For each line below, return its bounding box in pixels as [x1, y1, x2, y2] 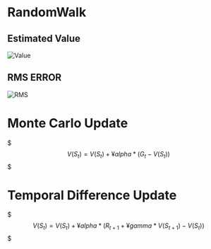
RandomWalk [7, 4, 87, 21]
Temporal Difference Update [7, 187, 177, 203]
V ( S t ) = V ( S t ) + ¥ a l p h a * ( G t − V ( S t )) [66, 149, 171, 160]
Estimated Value [7, 33, 81, 45]
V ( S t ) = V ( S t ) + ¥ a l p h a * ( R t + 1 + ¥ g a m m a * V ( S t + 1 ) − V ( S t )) [32, 221, 205, 232]
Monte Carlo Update [7, 115, 128, 131]
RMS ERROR [7, 71, 62, 83]
